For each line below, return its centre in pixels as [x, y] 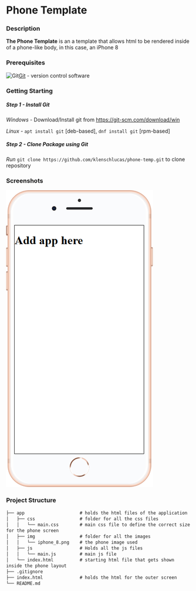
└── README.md [23, 584]
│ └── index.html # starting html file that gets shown [90, 560]
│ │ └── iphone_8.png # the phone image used [72, 543]
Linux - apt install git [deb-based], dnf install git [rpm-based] [88, 131]
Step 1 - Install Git [28, 105]
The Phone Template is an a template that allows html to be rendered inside [98, 41]
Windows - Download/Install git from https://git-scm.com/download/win [93, 119]
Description [23, 29]
